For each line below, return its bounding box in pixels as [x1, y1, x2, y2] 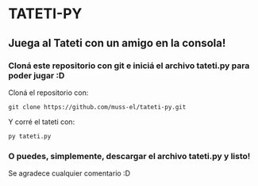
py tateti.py [8, 132, 52, 140]
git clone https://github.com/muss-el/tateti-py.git [8, 103, 187, 111]
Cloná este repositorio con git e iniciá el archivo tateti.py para [8, 60, 250, 71]
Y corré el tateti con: [8, 116, 75, 127]
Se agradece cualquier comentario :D [8, 169, 131, 178]
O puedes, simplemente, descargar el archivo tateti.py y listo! [8, 150, 251, 161]
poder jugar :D [8, 70, 65, 81]
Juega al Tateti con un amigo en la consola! [8, 36, 226, 50]
